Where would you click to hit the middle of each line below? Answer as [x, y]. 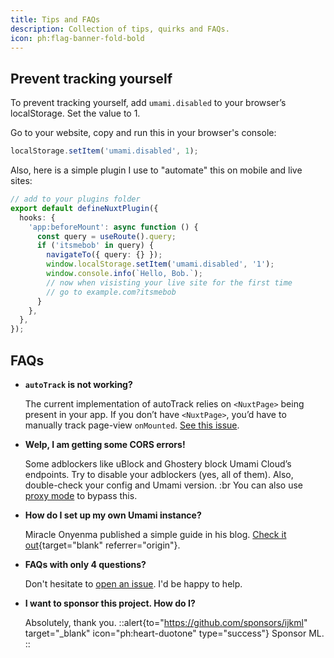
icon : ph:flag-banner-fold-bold [77, 38]
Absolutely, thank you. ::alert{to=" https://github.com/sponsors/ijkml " [166, 622]
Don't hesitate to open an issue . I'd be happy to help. [133, 584]
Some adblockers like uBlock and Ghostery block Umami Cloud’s [158, 464]
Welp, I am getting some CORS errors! [105, 444]
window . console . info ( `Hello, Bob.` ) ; [124, 274]
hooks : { [37, 217]
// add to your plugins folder [75, 199]
